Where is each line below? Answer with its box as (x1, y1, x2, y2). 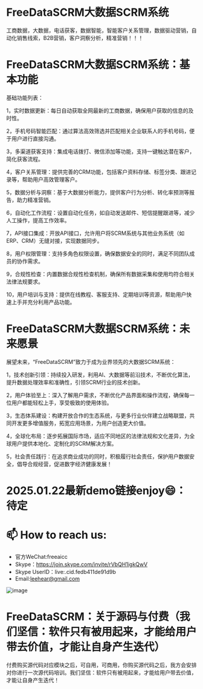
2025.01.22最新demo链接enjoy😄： (6, 484, 187, 497)
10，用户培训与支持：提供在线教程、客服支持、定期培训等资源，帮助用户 (6, 291, 187, 298)
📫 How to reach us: (6, 528, 107, 542)
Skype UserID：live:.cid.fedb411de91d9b (14, 568, 117, 575)
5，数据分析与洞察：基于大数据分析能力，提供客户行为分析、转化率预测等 (6, 188, 190, 196)
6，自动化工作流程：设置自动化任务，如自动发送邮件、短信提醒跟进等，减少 (6, 209, 195, 216)
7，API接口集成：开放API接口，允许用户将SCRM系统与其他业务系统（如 (6, 229, 185, 237)
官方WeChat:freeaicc (14, 553, 68, 560)
